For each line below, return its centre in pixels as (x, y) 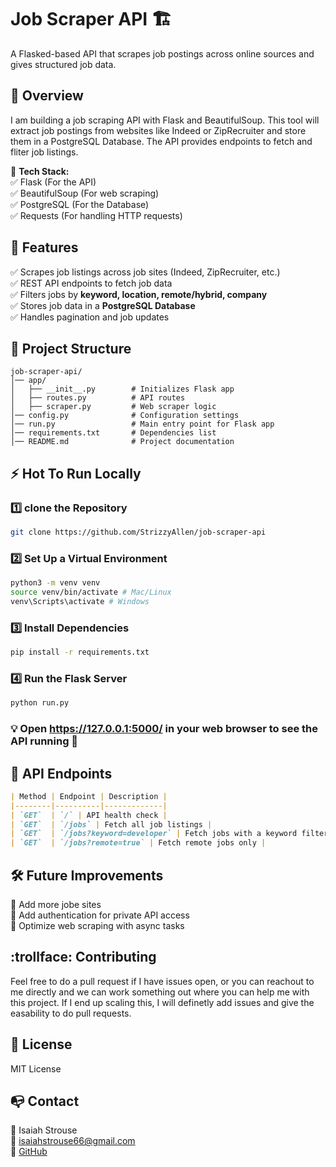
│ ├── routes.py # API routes (98, 398)
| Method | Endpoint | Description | (89, 796)
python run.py (40, 703)
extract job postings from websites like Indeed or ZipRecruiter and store (158, 130)
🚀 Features (44, 247)
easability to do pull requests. (71, 1013)
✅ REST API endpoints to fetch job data (91, 283)
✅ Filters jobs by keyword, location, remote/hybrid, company (139, 294)
